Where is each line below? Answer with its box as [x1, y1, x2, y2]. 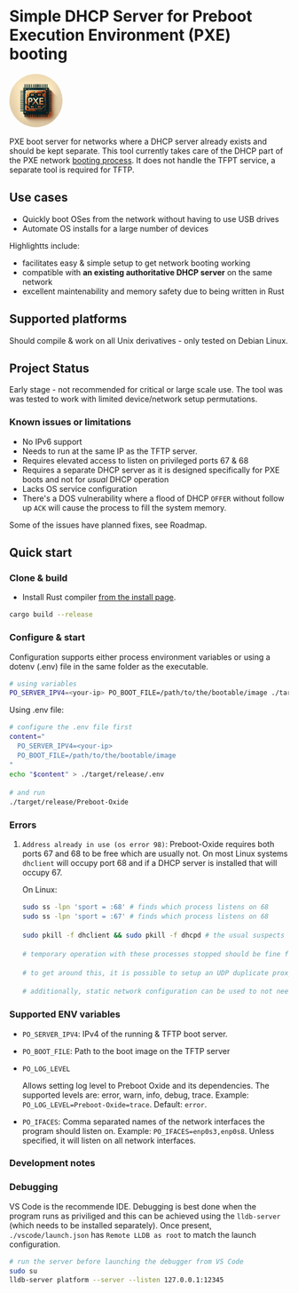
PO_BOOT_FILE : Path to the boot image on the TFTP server [21, 1045, 231, 1056]
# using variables [9, 679, 77, 688]
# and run [9, 789, 46, 797]
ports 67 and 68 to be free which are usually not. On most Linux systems [21, 848, 288, 859]
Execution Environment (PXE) [9, 25, 231, 45]
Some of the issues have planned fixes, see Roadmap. [9, 520, 208, 530]
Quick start [9, 545, 73, 560]
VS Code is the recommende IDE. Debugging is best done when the [9, 1201, 257, 1211]
